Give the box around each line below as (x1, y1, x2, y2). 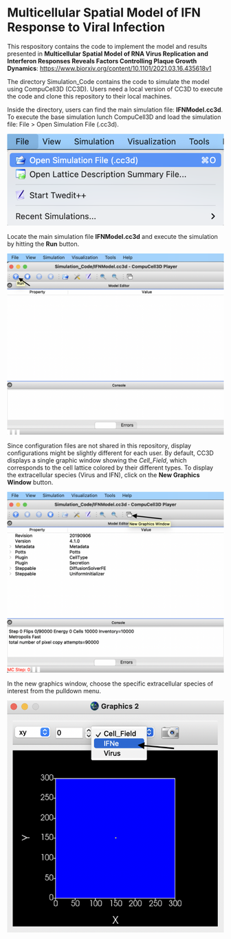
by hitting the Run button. (7, 240, 80, 248)
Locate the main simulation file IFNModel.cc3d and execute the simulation (7, 232, 219, 240)
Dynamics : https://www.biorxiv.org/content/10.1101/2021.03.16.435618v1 (7, 64, 212, 72)
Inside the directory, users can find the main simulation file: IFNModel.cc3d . (7, 105, 223, 114)
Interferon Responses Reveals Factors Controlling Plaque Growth (7, 56, 197, 65)
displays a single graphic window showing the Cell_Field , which (7, 456, 187, 465)
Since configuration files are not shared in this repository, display (7, 442, 191, 450)
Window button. (7, 478, 54, 487)
